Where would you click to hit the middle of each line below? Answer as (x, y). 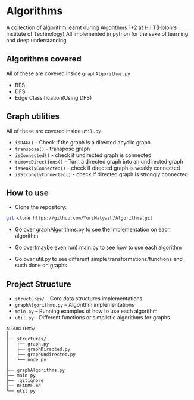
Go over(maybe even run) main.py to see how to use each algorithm (98, 247)
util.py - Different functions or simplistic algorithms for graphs (93, 318)
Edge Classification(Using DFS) (53, 97)
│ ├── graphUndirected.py (41, 355)
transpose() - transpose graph (52, 149)
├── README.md (24, 386)
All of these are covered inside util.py (54, 131)
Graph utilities (33, 117)
